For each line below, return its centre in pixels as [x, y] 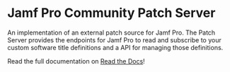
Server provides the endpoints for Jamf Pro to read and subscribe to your [114, 40]
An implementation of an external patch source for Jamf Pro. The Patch [111, 32]
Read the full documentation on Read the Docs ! [76, 61]
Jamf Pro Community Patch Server [111, 13]
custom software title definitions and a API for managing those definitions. [115, 47]
